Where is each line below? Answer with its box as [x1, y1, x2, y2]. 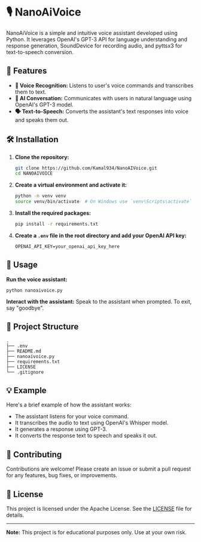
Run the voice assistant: [6, 276, 68, 283]
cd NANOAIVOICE [14, 170, 53, 176]
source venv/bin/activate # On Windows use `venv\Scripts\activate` [14, 199, 193, 205]
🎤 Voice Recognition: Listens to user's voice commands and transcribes [14, 82, 194, 89]
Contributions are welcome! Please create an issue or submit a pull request [6, 465, 191, 472]
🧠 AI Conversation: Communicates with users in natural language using [14, 94, 192, 101]
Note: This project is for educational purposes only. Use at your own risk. [6, 529, 187, 535]
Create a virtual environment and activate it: [14, 181, 127, 188]
